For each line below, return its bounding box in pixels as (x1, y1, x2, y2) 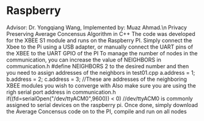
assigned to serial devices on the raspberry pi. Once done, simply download (6, 101, 199, 108)
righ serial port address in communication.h (6, 88, 116, 95)
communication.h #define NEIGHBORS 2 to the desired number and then (6, 62, 189, 70)
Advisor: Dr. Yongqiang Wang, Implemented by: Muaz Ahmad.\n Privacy (6, 24, 188, 31)
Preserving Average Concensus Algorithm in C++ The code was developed (6, 30, 195, 37)
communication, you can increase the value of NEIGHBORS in (6, 56, 162, 63)
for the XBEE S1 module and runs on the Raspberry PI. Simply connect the (6, 36, 192, 44)
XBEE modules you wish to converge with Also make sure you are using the (6, 81, 197, 89)
